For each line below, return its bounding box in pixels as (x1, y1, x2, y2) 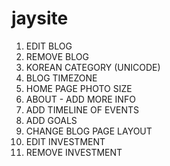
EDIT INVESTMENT (25, 135, 106, 147)
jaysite (11, 7, 69, 30)
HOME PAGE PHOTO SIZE (25, 82, 133, 94)
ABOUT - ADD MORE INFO (25, 93, 136, 105)
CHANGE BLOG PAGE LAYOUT (25, 125, 153, 137)
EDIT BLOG (25, 40, 73, 52)
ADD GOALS (25, 114, 78, 126)
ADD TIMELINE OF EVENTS (25, 103, 139, 116)
